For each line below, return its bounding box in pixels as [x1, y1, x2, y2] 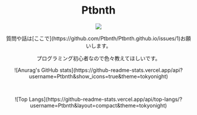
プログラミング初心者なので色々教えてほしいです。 [36, 54, 161, 62]
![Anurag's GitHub [14, 66, 59, 74]
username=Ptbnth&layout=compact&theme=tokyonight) [30, 101, 167, 109]
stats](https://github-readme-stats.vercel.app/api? [59, 66, 183, 74]
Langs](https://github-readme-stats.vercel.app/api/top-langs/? [28, 96, 183, 103]
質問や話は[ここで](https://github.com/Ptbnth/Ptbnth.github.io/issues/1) [5, 35, 181, 42]
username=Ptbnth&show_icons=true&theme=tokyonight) [28, 73, 169, 80]
